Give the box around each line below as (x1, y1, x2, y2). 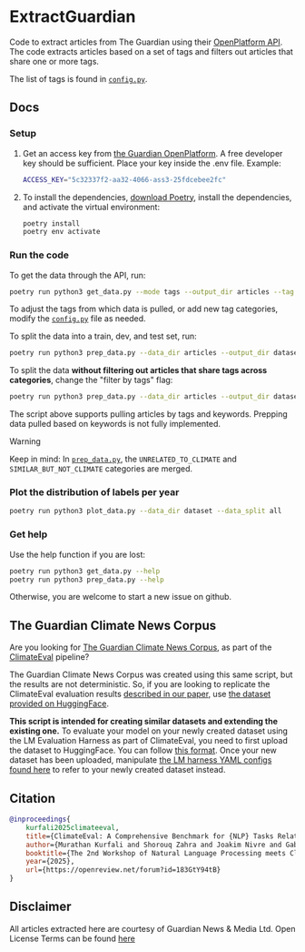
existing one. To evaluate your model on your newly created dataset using (9, 725, 289, 736)
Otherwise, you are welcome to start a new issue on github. (9, 592, 232, 603)
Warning (9, 436, 41, 447)
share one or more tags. (9, 56, 100, 66)
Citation (9, 790, 56, 806)
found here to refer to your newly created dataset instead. (9, 765, 226, 775)
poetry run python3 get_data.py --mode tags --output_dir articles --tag (9, 287, 295, 297)
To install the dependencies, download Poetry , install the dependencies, (22, 191, 292, 202)
